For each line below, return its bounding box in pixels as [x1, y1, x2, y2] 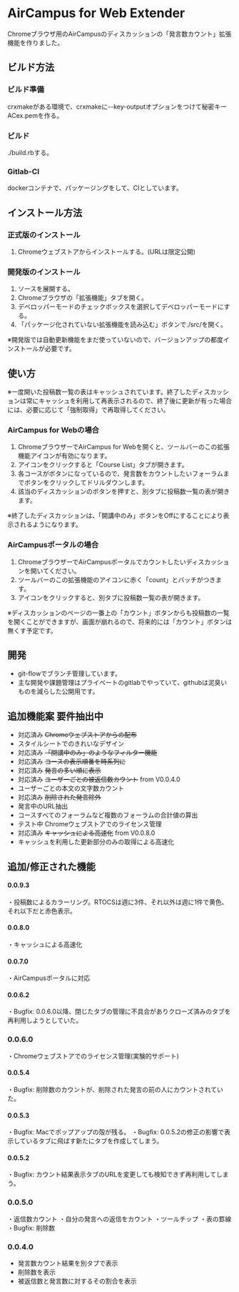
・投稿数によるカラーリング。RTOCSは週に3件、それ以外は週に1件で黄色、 [7, 898, 228, 906]
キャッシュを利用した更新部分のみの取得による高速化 [17, 838, 175, 846]
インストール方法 [7, 206, 83, 219]
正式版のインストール [7, 230, 81, 240]
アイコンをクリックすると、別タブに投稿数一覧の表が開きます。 [17, 593, 205, 601]
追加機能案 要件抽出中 [7, 710, 103, 722]
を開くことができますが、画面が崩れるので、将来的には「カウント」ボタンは [7, 617, 233, 626]
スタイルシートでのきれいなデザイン [17, 739, 125, 748]
